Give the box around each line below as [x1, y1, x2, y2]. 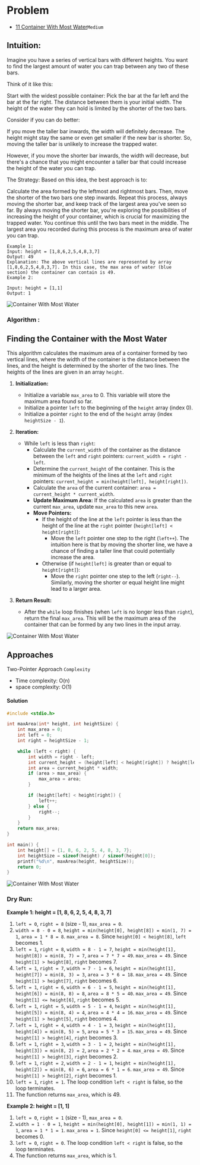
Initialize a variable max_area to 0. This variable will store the [24, 392, 171, 399]
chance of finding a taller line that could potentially [50, 547, 175, 555]
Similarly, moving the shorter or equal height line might [50, 579, 185, 586]
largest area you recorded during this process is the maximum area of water [7, 226, 193, 233]
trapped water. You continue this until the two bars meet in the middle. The [7, 219, 189, 226]
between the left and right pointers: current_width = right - [33, 453, 188, 460]
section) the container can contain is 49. [7, 269, 116, 275]
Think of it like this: [7, 80, 53, 87]
